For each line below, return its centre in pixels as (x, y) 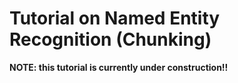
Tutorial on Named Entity (115, 18)
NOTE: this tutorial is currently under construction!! (119, 67)
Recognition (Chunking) (110, 39)
